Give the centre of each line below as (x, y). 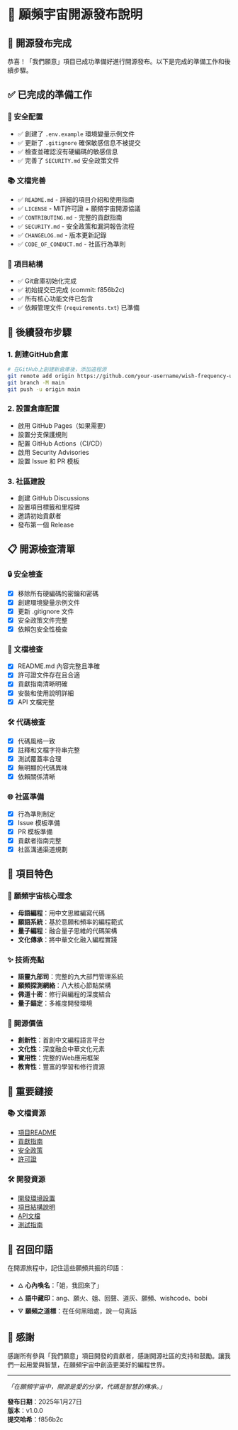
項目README (37, 1132)
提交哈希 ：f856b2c (35, 1419)
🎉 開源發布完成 (40, 43)
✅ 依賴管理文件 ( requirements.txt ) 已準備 (79, 308)
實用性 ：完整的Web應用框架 (58, 1058)
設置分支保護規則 (42, 434)
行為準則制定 (36, 814)
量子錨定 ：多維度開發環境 (55, 1003)
